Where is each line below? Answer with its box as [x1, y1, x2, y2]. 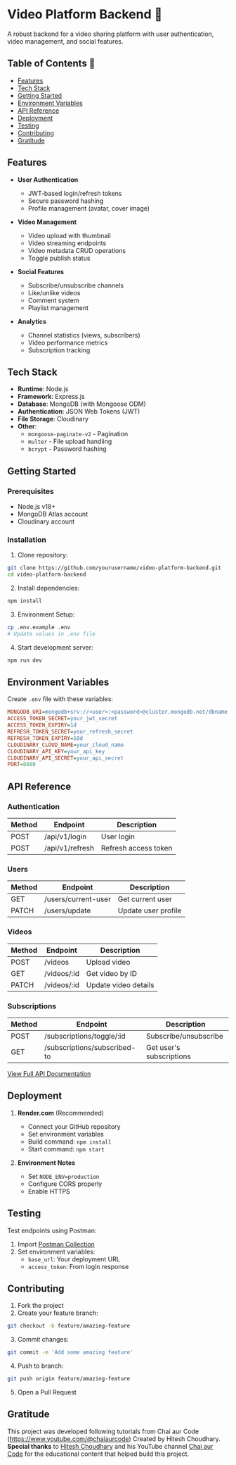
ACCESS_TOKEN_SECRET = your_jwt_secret [7, 715, 118, 722]
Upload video [86, 957, 131, 967]
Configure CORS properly [27, 1180, 103, 1188]
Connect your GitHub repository [27, 1122, 121, 1130]
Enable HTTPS [27, 1187, 70, 1195]
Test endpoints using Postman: [7, 1226, 97, 1235]
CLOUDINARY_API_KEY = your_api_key [7, 748, 105, 755]
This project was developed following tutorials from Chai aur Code [7, 1427, 199, 1435]
